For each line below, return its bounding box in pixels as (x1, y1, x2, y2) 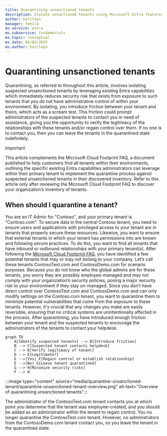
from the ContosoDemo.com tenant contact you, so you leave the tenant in (5, 420, 158, 426)
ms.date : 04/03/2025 (5, 40, 48, 45)
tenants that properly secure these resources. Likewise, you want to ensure (5, 230, 160, 236)
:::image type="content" (5, 378, 55, 384)
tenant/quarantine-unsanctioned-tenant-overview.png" (5, 384, 118, 390)
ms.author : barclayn (5, 44, 48, 49)
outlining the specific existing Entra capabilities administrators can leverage (5, 165, 160, 171)
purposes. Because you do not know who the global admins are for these (5, 267, 156, 273)
